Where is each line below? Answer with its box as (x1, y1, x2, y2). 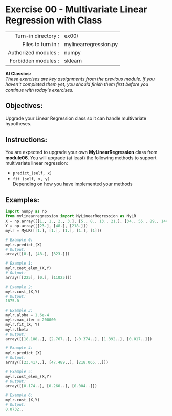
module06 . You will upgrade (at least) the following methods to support (5, 155, 157, 161)
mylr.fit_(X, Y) (5, 322, 40, 327)
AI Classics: (5, 70, 32, 76)
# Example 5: (5, 369, 33, 374)
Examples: (5, 195, 40, 204)
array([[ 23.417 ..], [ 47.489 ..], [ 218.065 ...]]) (5, 360, 109, 365)
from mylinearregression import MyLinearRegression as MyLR (5, 214, 137, 219)
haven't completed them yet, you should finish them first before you (5, 81, 148, 87)
